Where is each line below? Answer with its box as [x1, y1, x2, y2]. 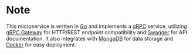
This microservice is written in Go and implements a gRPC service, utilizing [6, 23, 188, 30]
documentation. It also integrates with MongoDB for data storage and [6, 35, 174, 42]
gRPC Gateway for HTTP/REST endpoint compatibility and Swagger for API [6, 28, 188, 35]
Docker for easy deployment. [6, 41, 76, 48]
